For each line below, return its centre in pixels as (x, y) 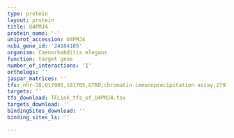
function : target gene (40, 59)
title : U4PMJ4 (28, 26)
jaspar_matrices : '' (37, 78)
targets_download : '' (39, 105)
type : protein (28, 14)
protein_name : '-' (34, 33)
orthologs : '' (28, 72)
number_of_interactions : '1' (49, 66)
